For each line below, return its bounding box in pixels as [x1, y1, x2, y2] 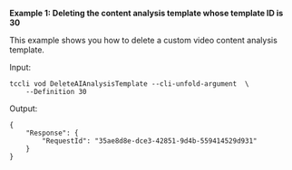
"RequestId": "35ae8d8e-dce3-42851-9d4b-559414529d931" [42, 137, 258, 146]
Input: [9, 62, 32, 72]
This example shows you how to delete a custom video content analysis [9, 35, 278, 45]
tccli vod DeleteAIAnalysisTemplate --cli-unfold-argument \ [9, 80, 249, 89]
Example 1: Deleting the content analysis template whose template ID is [9, 8, 284, 18]
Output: [9, 103, 38, 114]
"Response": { [25, 128, 79, 137]
